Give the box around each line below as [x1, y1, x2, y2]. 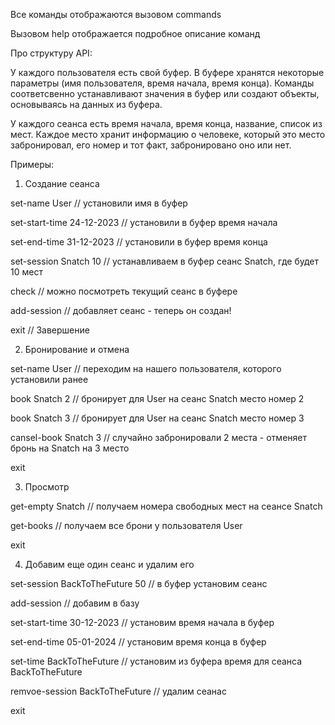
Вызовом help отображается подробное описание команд [10, 28, 261, 39]
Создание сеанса [24, 178, 100, 189]
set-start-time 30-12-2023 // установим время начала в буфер [10, 617, 275, 628]
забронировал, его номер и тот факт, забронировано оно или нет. [10, 139, 292, 151]
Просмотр [24, 481, 70, 493]
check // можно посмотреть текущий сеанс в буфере [10, 285, 238, 297]
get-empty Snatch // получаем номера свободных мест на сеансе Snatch [10, 500, 323, 512]
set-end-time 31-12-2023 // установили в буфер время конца [10, 236, 268, 248]
